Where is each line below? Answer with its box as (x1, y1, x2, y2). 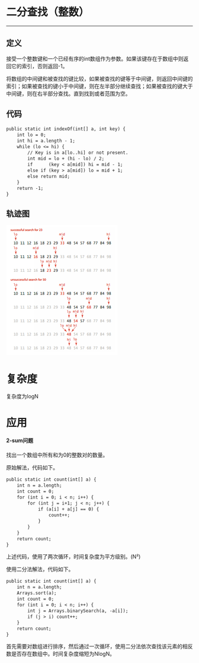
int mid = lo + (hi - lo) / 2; (27, 156, 105, 161)
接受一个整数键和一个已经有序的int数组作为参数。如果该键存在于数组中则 (6, 55, 184, 62)
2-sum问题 (6, 437, 34, 444)
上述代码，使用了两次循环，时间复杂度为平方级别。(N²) (6, 553, 141, 560)
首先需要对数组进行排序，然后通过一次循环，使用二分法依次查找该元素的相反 (6, 642, 193, 650)
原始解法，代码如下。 (6, 464, 58, 471)
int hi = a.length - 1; (17, 138, 76, 144)
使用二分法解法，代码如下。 (6, 565, 74, 573)
